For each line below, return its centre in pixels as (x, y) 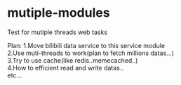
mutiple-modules (59, 13)
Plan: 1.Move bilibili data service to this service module (86, 45)
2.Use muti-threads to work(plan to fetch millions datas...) (90, 53)
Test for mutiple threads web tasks (57, 32)
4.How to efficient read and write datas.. (66, 68)
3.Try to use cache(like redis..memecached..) (73, 60)
